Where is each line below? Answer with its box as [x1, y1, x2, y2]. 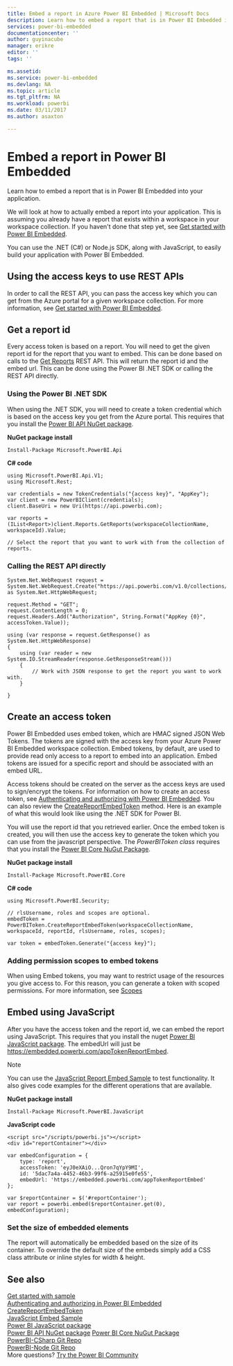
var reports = [7, 514, 49, 521]
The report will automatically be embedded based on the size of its [7, 1238, 198, 1247]
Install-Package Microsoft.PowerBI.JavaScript [7, 1108, 144, 1115]
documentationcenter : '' [7, 29, 79, 37]
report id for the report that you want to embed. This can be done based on [7, 350, 223, 358]
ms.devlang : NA [7, 81, 51, 87]
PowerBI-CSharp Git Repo [7, 1335, 82, 1344]
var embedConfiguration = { [7, 1152, 89, 1159]
